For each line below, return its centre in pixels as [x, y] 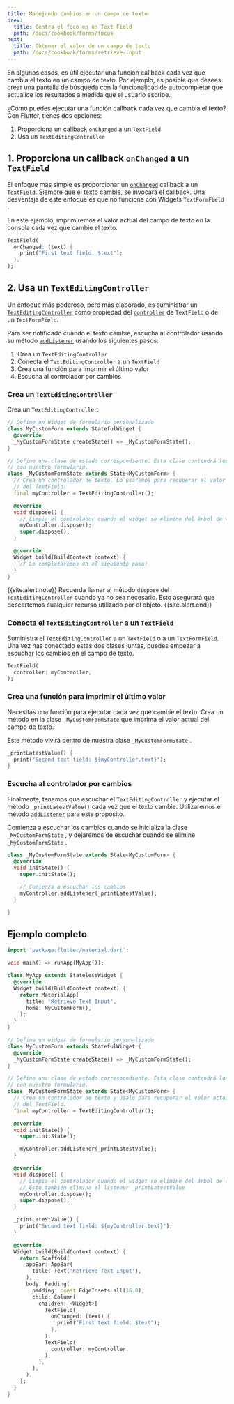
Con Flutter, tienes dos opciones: [55, 115]
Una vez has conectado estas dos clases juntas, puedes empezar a [104, 645]
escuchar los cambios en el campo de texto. [71, 653]
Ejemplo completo [47, 934]
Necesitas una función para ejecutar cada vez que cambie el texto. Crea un [116, 711]
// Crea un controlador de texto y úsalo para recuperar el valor [112, 1098]
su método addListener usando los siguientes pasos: [83, 340]
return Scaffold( [45, 1258]
